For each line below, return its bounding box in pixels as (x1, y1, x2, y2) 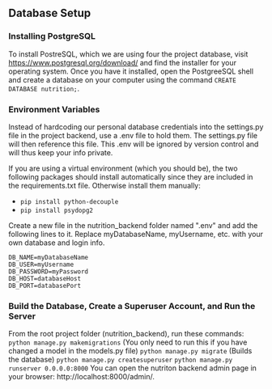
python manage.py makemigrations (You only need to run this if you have (8, 337, 248, 347)
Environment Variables (8, 104, 100, 115)
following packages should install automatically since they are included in (8, 171, 253, 181)
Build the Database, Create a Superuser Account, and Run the (8, 300, 256, 311)
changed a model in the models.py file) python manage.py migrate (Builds (8, 346, 253, 356)
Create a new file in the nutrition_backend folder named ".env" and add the (8, 220, 258, 230)
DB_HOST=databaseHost (8, 274, 82, 282)
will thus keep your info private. (8, 147, 113, 157)
